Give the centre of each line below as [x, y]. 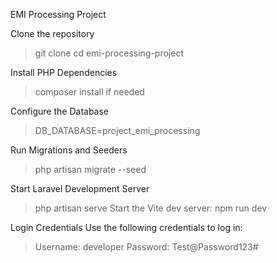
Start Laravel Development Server [80, 188]
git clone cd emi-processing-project [109, 53]
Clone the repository [52, 33]
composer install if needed [89, 92]
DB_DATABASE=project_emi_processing [117, 130]
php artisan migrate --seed [90, 169]
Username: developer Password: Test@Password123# [146, 247]
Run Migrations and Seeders [69, 150]
